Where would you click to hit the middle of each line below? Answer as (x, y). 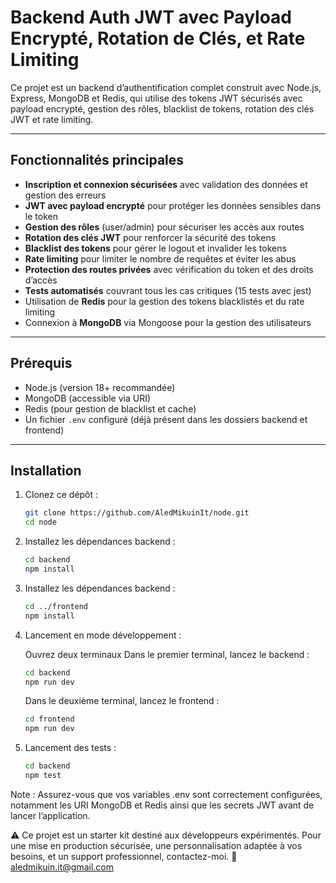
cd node (40, 522)
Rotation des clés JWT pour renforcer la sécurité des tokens (150, 237)
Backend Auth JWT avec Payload (151, 17)
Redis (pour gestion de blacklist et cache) (110, 408)
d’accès (41, 280)
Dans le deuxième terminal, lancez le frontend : (122, 701)
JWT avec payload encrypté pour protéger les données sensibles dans (173, 205)
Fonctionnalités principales (97, 160)
